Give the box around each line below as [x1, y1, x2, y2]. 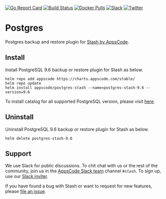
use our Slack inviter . [5, 173, 48, 179]
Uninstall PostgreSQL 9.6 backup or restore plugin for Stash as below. [5, 126, 149, 132]
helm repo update [5, 81, 41, 86]
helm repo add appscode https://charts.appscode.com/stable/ [5, 76, 135, 81]
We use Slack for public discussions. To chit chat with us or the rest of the [5, 163, 158, 169]
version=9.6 [5, 89, 30, 95]
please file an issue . [5, 188, 46, 194]
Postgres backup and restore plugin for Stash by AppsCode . [5, 39, 129, 45]
